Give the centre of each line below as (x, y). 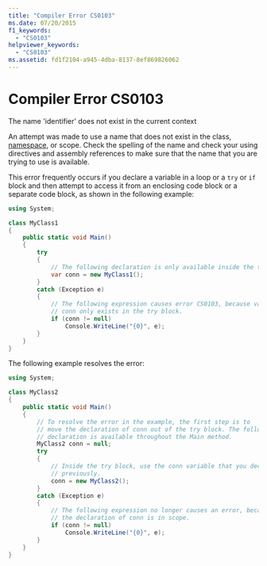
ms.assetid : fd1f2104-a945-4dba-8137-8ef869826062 (94, 60)
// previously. (76, 473)
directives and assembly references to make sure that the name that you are (133, 153)
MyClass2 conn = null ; (74, 444)
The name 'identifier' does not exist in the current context (103, 121)
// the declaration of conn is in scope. (120, 518)
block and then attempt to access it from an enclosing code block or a (123, 185)
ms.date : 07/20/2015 (43, 23)
